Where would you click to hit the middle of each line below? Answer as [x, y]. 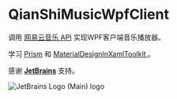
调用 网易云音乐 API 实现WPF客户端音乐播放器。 [87, 37]
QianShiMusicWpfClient [89, 15]
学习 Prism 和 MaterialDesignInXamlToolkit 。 [82, 53]
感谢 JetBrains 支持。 [43, 70]
